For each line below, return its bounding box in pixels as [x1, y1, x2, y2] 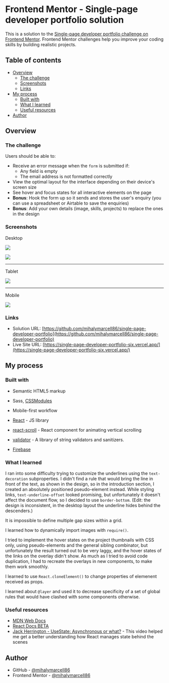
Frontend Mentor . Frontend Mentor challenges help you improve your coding [5, 36, 164, 42]
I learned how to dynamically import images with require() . [5, 527, 129, 533]
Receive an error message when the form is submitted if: [12, 163, 130, 169]
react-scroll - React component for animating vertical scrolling [12, 427, 142, 433]
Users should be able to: [5, 153, 56, 159]
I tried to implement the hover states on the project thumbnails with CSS [5, 537, 154, 543]
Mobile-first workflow [12, 407, 58, 413]
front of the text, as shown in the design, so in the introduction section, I [5, 481, 154, 487]
